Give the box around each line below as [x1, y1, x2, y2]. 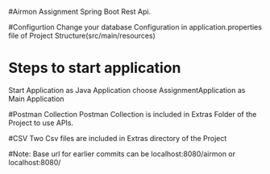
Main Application [8, 94, 64, 103]
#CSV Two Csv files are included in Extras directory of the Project [8, 133, 227, 143]
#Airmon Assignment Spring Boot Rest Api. [8, 7, 152, 16]
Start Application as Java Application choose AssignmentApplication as [8, 85, 246, 95]
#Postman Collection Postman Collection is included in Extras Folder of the [8, 109, 257, 119]
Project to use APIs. [8, 118, 74, 127]
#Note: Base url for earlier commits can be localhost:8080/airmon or [8, 148, 236, 159]
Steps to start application [8, 59, 181, 77]
